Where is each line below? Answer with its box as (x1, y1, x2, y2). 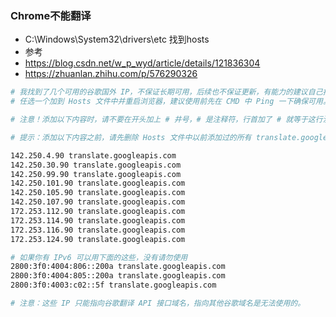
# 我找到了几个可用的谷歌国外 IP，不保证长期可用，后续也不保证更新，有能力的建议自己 (10, 87, 323, 97)
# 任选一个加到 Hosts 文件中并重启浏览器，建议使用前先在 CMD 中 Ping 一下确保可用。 (10, 97, 331, 107)
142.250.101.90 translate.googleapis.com (10, 178, 186, 189)
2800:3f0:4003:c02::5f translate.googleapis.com (10, 280, 217, 291)
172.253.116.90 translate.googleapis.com (10, 225, 186, 235)
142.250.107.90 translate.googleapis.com (10, 197, 186, 207)
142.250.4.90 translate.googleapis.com (10, 150, 177, 161)
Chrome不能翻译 (10, 8, 92, 22)
